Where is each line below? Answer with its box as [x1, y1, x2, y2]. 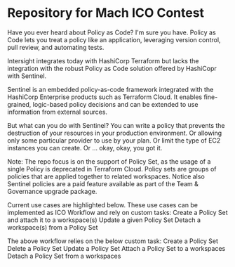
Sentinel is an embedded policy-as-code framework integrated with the [7, 85, 214, 93]
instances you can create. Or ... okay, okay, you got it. [7, 143, 163, 152]
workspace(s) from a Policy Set [7, 223, 98, 231]
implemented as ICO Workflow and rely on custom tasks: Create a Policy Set [7, 208, 228, 216]
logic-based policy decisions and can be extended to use [32, 100, 199, 108]
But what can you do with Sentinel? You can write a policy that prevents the [7, 121, 226, 129]
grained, [7, 100, 32, 108]
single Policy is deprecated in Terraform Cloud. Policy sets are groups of [7, 164, 217, 173]
